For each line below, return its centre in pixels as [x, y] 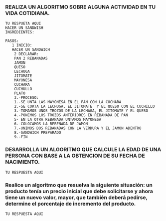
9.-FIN [21, 137]
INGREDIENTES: [20, 32]
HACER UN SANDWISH [24, 28]
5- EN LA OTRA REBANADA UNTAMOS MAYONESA [58, 120]
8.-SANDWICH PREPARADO [38, 133]
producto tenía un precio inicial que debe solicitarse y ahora [79, 191]
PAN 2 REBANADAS [31, 58]
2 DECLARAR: [26, 54]
